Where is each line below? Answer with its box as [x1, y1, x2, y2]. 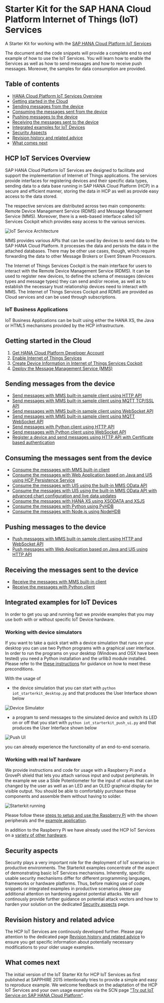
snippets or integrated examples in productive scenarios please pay [5, 886, 142, 892]
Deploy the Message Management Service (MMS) [12, 365, 113, 371]
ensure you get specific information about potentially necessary [5, 939, 134, 945]
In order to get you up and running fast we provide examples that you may [5, 611, 154, 617]
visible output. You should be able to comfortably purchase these [5, 788, 137, 794]
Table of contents [5, 80, 60, 88]
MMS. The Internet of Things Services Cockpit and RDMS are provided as [5, 289, 154, 295]
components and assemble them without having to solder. [5, 793, 122, 799]
